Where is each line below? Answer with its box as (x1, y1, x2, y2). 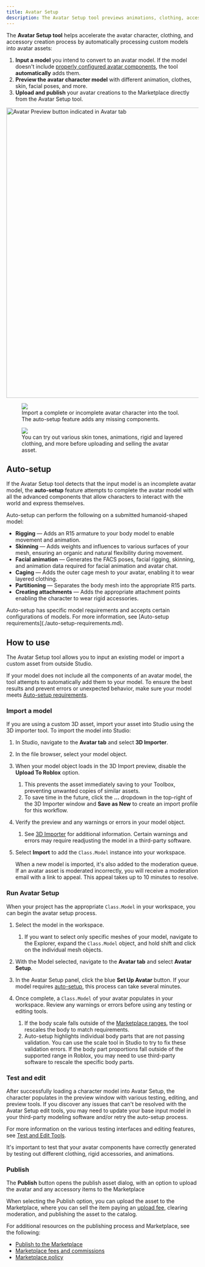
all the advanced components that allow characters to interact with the (6, 493, 184, 501)
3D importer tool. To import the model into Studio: (6, 727, 131, 734)
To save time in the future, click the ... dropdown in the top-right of (24, 794, 193, 801)
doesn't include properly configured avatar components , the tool (15, 62, 178, 70)
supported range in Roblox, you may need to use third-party (24, 1052, 176, 1059)
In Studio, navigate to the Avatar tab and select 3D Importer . (15, 739, 169, 746)
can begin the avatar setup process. (6, 909, 98, 917)
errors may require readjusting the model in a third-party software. (24, 837, 192, 844)
